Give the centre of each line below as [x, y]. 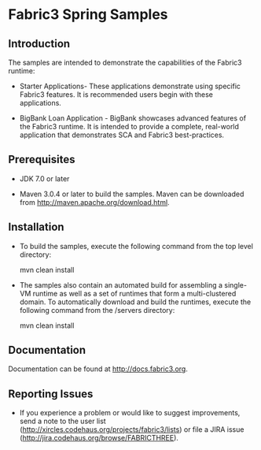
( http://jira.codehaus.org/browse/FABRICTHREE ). [99, 438]
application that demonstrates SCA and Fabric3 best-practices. [122, 135]
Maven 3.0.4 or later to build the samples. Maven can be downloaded [132, 194]
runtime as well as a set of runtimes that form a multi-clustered [134, 293]
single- [235, 285]
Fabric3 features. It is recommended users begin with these [116, 95]
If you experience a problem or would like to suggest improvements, [130, 413]
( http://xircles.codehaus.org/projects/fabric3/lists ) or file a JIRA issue [132, 430]
